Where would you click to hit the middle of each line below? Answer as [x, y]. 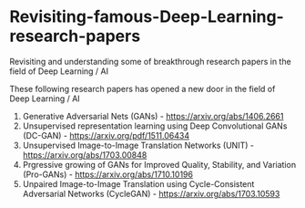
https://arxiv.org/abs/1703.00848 [85, 155]
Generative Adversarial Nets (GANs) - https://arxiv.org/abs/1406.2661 [153, 116]
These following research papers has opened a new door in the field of [142, 88]
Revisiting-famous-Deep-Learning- [147, 17]
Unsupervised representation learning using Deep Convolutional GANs [155, 126]
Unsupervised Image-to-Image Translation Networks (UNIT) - [138, 145]
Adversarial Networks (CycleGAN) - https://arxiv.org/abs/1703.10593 [151, 193]
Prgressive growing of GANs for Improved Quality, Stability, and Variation [159, 164]
